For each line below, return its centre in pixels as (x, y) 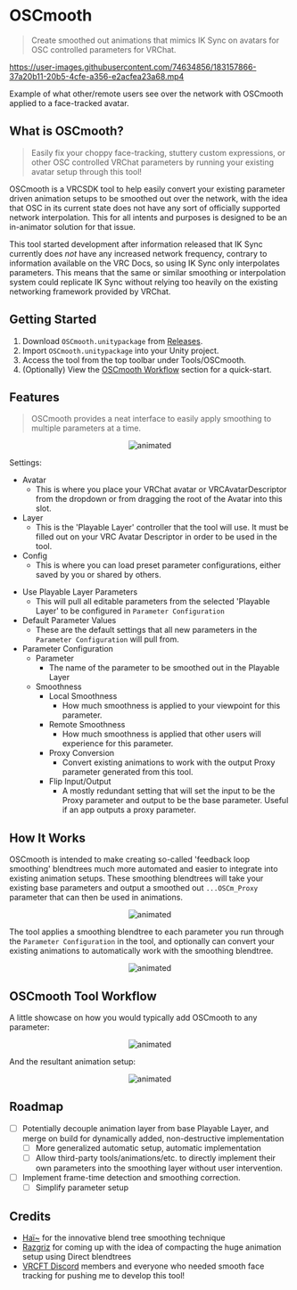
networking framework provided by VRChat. (90, 292)
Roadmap (37, 1107)
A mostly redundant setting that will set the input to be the (169, 791)
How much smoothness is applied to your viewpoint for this (171, 706)
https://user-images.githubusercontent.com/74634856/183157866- (133, 67)
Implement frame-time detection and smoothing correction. (131, 1177)
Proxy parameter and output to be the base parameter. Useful (175, 801)
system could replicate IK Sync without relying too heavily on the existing (144, 282)
